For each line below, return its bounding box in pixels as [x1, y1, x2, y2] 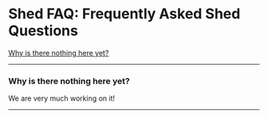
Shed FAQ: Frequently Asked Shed [8, 5, 241, 23]
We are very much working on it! [8, 93, 116, 104]
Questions [8, 22, 78, 40]
